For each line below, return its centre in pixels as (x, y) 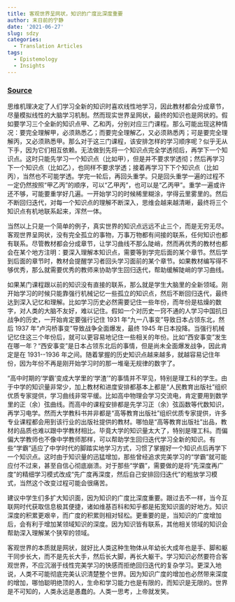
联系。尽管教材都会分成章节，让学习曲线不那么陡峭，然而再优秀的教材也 (117, 243)
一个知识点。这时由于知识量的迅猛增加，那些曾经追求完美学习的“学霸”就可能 (117, 457)
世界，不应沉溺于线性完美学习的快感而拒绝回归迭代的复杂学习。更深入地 (117, 565)
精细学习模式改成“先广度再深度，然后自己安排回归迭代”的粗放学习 (117, 474)
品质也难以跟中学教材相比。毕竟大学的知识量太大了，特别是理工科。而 (120, 430)
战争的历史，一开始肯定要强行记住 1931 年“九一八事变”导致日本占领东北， (113, 320)
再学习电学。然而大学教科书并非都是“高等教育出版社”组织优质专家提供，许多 (117, 413)
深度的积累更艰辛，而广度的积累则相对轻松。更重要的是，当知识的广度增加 (114, 515)
